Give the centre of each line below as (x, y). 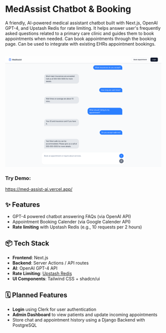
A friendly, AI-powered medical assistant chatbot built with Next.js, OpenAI (82, 23)
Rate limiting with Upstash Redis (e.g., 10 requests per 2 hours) (77, 227)
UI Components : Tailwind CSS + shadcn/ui (56, 279)
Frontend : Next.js (30, 258)
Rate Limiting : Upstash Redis (42, 274)
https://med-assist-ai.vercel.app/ (39, 189)
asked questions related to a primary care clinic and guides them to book (80, 33)
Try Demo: (18, 178)
